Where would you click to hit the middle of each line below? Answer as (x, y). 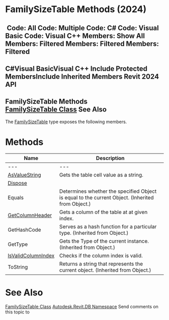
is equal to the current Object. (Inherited (107, 197)
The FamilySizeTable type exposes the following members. (66, 122)
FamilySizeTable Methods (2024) (76, 9)
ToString (18, 267)
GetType (18, 244)
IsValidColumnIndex (31, 255)
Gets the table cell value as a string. (101, 175)
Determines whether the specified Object (108, 191)
